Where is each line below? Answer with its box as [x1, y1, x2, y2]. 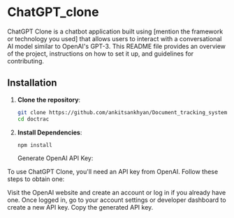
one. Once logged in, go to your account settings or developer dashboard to [7, 196, 226, 204]
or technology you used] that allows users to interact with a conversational [7, 34, 222, 42]
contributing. [7, 56, 44, 65]
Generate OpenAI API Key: [17, 154, 94, 162]
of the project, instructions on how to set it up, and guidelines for [7, 49, 194, 58]
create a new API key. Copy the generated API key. [7, 203, 154, 212]
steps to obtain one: [7, 175, 65, 183]
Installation [7, 77, 57, 89]
